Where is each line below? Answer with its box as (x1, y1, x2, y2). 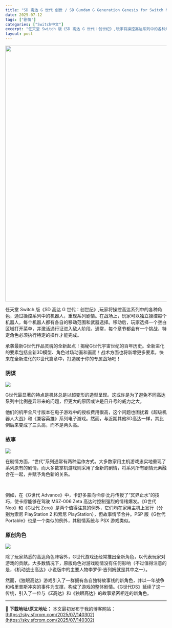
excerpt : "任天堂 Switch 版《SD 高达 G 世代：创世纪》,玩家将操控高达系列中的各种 (5, 27, 166, 32)
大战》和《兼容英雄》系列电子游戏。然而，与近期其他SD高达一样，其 (14, 416, 160, 422)
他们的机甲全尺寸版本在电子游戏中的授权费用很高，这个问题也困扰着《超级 (5, 409, 162, 415)
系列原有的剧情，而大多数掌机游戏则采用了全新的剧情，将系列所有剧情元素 (5, 464, 162, 471)
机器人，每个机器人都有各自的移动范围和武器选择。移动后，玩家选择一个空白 (5, 319, 167, 325)
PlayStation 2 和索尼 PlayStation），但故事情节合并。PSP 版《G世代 (24, 511, 166, 517)
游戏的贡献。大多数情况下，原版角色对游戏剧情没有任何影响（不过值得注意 (5, 560, 162, 566)
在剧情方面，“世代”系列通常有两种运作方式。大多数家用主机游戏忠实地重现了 (5, 458, 166, 464)
